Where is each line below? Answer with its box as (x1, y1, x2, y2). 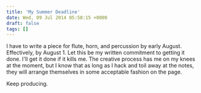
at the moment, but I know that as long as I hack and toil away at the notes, (6, 62, 194, 69)
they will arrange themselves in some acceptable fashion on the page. (6, 68, 183, 76)
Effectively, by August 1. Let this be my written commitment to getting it (6, 49, 185, 57)
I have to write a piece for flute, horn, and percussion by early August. (6, 43, 182, 50)
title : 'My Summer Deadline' (6, 9, 80, 15)
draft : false (6, 20, 40, 26)
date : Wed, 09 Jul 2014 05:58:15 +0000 (6, 15, 108, 21)
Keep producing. (6, 80, 48, 88)
